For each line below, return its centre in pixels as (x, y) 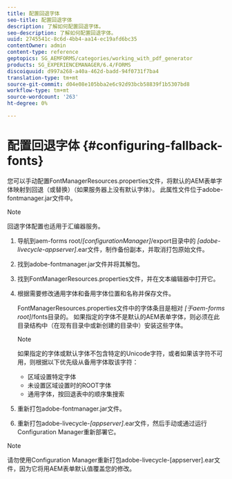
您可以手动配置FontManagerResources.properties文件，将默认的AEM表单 (112, 181)
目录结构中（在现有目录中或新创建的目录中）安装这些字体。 (102, 325)
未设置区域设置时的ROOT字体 (69, 385)
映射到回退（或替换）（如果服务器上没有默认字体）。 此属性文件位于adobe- (118, 189)
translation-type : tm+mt (43, 78)
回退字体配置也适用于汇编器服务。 (56, 226)
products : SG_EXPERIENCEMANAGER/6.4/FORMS (69, 65)
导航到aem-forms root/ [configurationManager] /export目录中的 (106, 241)
